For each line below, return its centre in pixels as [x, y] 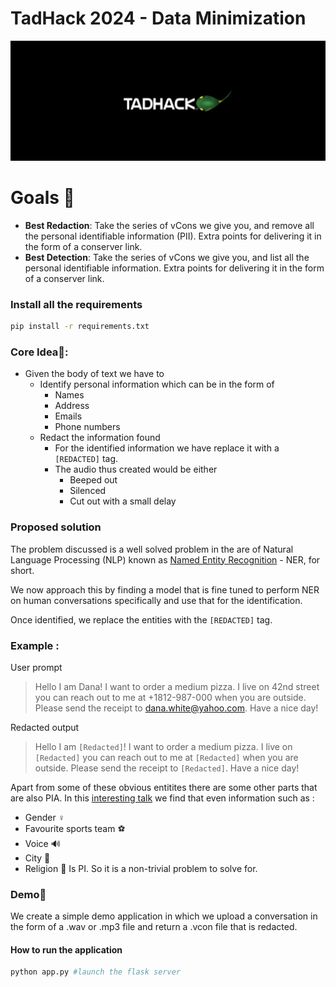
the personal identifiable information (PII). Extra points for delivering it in [173, 236]
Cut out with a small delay [123, 501]
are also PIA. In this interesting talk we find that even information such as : [162, 798]
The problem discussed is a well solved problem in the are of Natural [152, 549]
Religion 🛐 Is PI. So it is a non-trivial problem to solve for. [141, 868]
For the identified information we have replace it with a [167, 448]
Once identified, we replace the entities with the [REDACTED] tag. [141, 619]
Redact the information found [100, 438]
